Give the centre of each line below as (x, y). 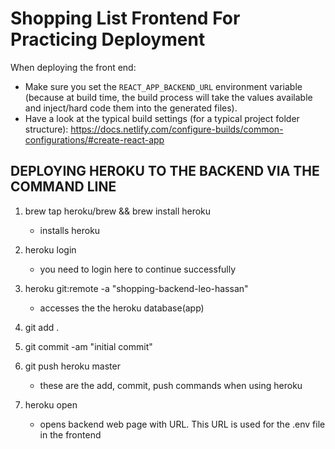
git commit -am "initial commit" (88, 346)
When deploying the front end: (73, 67)
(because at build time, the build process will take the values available (168, 97)
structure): (46, 129)
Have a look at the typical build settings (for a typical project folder (162, 118)
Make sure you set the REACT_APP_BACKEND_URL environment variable (163, 86)
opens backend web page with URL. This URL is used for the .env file (182, 424)
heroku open (51, 404)
